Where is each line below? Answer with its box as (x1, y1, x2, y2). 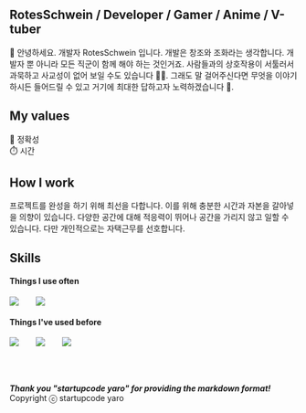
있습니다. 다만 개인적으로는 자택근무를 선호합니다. (9, 223, 185, 234)
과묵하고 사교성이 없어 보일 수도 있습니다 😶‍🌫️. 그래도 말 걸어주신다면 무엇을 (9, 69, 274, 80)
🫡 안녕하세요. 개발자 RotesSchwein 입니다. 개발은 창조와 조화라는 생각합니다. (9, 47, 285, 58)
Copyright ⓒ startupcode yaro (9, 393, 125, 404)
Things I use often (9, 276, 79, 287)
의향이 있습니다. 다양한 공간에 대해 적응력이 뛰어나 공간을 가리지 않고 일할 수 (18, 212, 290, 223)
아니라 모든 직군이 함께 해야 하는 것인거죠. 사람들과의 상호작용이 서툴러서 (36, 58, 295, 69)
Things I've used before (9, 316, 102, 327)
